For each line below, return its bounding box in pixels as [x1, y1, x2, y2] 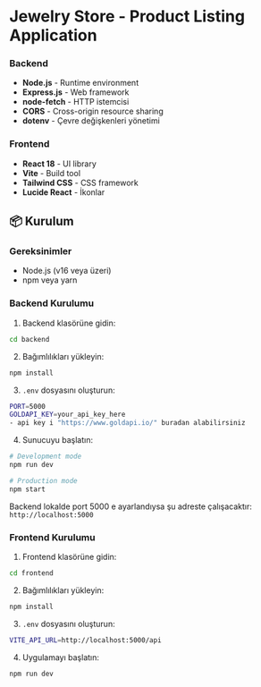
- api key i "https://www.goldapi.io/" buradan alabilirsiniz [9, 419, 246, 428]
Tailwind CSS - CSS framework [21, 177, 139, 188]
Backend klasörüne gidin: [21, 318, 116, 328]
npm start [9, 485, 46, 494]
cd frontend [9, 568, 54, 578]
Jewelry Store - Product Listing [9, 6, 246, 27]
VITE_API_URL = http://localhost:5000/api [9, 635, 163, 645]
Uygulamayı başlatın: [21, 651, 100, 663]
